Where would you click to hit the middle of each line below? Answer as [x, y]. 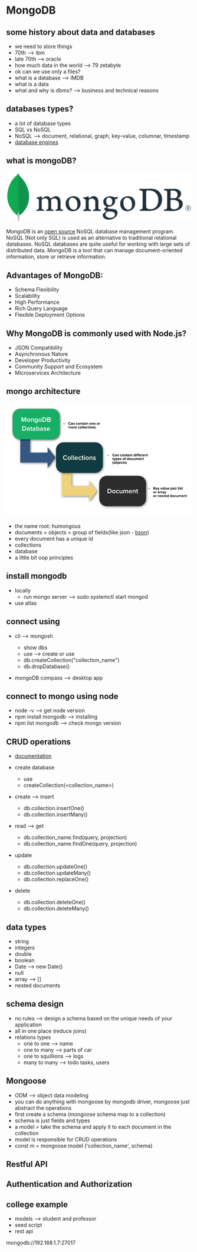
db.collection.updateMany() [57, 873]
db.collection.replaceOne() [56, 879]
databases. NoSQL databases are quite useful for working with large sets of [98, 244]
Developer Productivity [42, 360]
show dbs [35, 647]
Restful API [27, 1164]
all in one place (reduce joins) [50, 1031]
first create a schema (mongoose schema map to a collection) [90, 1114]
